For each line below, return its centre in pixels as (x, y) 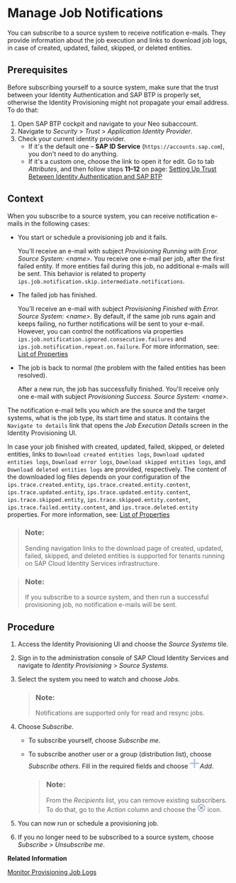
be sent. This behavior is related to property (82, 273)
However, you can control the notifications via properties (100, 331)
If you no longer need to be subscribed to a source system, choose (116, 837)
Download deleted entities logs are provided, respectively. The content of (117, 469)
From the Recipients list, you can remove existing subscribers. (136, 800)
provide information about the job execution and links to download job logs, (118, 40)
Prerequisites (38, 70)
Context (26, 199)
